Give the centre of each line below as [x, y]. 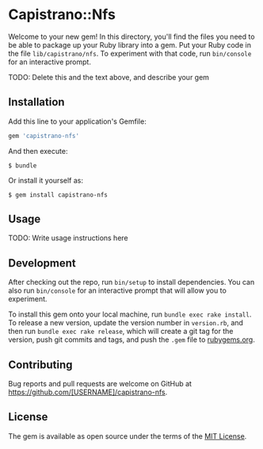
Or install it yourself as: [46, 180]
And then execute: [38, 151]
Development [42, 263]
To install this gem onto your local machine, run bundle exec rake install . [130, 314]
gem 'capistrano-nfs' [44, 136]
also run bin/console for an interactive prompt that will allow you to [118, 290]
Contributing [40, 365]
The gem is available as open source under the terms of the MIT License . [128, 436]
